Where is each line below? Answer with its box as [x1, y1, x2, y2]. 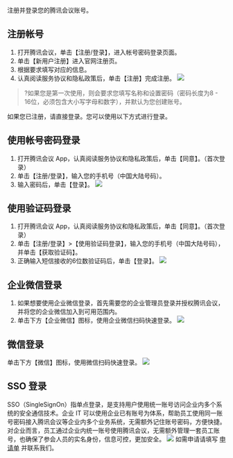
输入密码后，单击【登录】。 [17, 180, 94, 189]
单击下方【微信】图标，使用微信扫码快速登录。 [7, 358, 141, 366]
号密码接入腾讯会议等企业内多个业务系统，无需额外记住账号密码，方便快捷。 [7, 417, 226, 425]
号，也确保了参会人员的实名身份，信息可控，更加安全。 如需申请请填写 [7, 434, 218, 443]
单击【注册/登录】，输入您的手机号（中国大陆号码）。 [17, 171, 166, 180]
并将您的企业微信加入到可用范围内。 [17, 307, 121, 316]
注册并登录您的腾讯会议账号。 [7, 6, 92, 14]
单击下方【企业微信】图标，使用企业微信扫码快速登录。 [17, 316, 175, 325]
